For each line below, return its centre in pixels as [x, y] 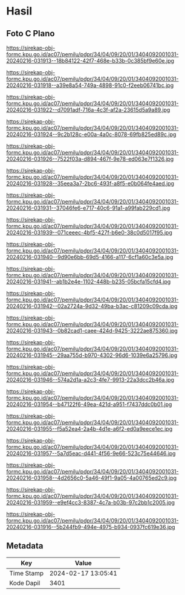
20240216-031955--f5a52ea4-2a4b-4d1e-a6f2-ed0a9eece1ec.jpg [89, 429]
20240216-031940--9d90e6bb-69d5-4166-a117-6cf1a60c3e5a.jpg [90, 257]
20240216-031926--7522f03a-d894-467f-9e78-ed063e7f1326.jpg [90, 159]
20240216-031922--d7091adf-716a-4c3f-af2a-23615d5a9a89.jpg [88, 110]
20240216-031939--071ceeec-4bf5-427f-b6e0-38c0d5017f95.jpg [89, 233]
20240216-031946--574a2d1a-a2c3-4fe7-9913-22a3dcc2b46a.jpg [90, 380]
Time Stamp [27, 573]
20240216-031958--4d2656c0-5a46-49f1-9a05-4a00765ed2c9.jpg [92, 478]
